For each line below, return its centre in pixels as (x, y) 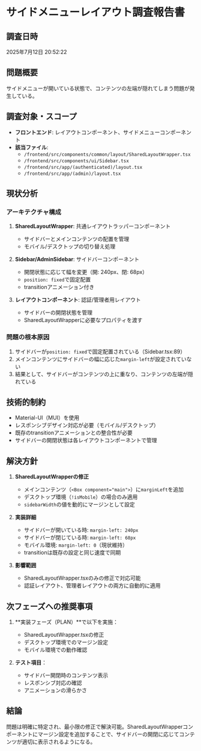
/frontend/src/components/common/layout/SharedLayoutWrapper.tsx (107, 154)
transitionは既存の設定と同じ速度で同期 (72, 553)
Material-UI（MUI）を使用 (47, 418)
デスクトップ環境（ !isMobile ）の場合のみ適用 (81, 497)
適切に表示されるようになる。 (59, 741)
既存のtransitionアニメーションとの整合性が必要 (74, 433)
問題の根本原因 (28, 337)
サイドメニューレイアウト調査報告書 (96, 12)
